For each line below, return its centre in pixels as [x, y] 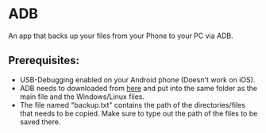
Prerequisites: [44, 61]
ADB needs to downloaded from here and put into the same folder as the [139, 88]
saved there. [40, 122]
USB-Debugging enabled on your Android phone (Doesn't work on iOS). [137, 79]
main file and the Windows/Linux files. [82, 97]
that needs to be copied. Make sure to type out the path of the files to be [139, 113]
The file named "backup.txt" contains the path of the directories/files [133, 104]
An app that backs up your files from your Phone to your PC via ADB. [121, 36]
